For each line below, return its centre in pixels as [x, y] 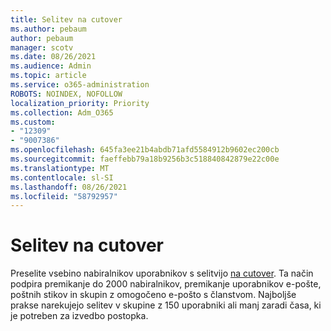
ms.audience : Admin [51, 66]
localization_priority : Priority [80, 103]
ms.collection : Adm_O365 [62, 112]
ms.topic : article [48, 76]
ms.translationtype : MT [60, 168]
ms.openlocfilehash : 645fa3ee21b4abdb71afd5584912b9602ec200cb [145, 150]
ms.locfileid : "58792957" [64, 196]
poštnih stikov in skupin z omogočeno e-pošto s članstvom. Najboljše [153, 295]
